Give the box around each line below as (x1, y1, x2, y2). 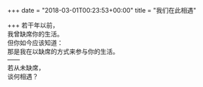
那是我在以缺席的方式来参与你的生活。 (7, 48, 119, 55)
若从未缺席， (7, 64, 45, 72)
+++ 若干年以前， (7, 21, 59, 29)
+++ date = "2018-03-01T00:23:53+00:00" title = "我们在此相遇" (7, 6, 197, 14)
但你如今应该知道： (7, 39, 64, 47)
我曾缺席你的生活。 (7, 30, 64, 38)
